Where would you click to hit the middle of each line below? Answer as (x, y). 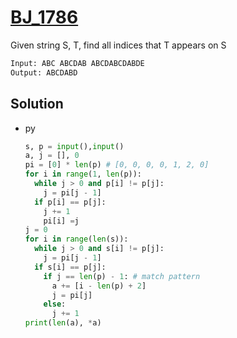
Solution (37, 104)
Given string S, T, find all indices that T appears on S (118, 45)
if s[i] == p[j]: (70, 267)
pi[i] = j (61, 221)
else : (55, 304)
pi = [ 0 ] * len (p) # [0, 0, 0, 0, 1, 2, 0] (117, 165)
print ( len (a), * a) (63, 323)
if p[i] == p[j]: (70, 202)
